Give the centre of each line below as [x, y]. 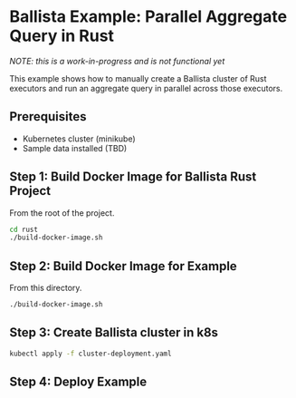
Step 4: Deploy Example [78, 382]
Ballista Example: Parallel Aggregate [148, 17]
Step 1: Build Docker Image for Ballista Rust [133, 177]
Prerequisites [48, 116]
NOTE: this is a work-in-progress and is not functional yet [117, 61]
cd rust [24, 229]
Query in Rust [62, 36]
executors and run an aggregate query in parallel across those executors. [146, 88]
